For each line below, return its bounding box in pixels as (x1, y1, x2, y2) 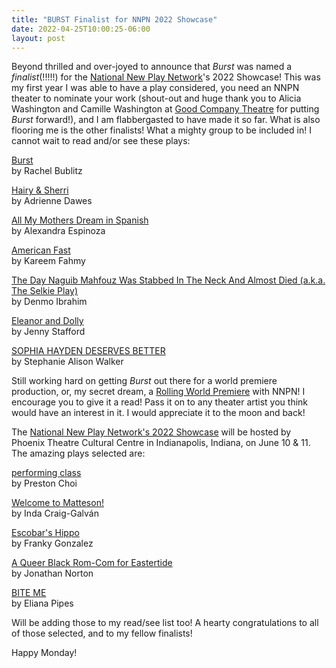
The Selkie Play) (11, 285, 79, 297)
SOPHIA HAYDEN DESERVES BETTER (11, 345, 166, 357)
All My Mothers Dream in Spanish (11, 214, 149, 226)
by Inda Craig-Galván (11, 507, 99, 520)
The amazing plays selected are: (11, 447, 146, 460)
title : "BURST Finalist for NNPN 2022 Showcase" (11, 14, 218, 25)
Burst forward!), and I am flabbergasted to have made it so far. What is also (11, 114, 321, 126)
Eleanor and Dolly (11, 315, 84, 327)
